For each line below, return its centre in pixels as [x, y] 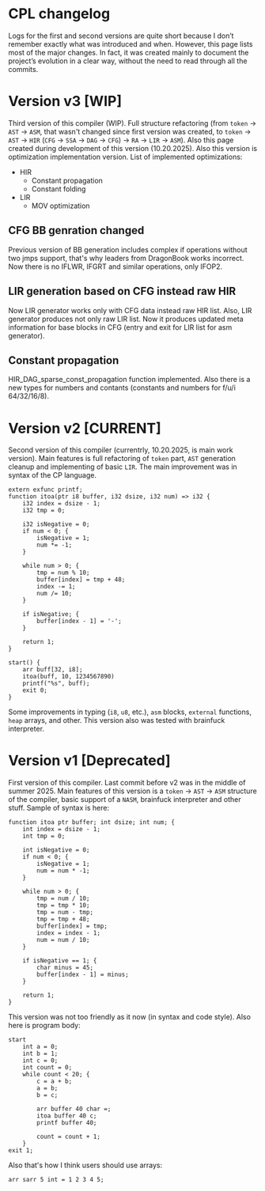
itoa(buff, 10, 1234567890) [68, 677]
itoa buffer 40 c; [67, 1116]
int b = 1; [40, 1054]
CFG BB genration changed [76, 231]
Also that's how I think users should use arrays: [85, 1165]
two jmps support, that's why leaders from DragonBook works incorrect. [126, 258]
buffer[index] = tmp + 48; [81, 580]
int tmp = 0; [44, 836]
